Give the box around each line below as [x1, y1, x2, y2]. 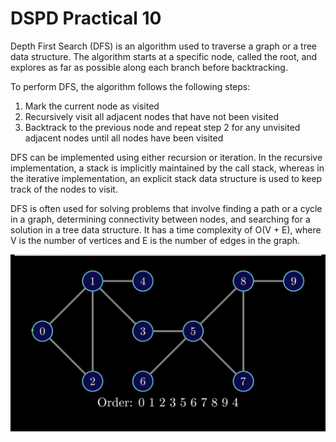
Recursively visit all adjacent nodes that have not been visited [24, 110, 279, 122]
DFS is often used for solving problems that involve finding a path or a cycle [10, 202, 323, 214]
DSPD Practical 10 [10, 7, 162, 30]
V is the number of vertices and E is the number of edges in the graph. [10, 234, 301, 246]
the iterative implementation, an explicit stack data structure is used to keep [10, 172, 323, 184]
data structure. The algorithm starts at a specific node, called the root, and [10, 50, 318, 62]
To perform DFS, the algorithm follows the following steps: [10, 80, 251, 92]
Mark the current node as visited [24, 100, 160, 112]
